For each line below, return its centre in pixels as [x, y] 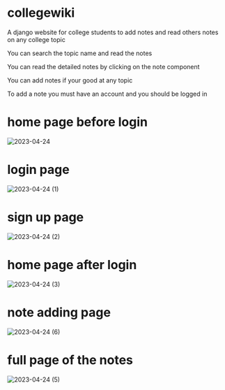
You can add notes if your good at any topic [70, 80]
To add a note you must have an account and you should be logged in [107, 94]
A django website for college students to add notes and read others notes [113, 32]
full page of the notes [70, 360]
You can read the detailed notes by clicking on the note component [103, 66]
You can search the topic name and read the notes [80, 53]
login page [38, 170]
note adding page [59, 312]
